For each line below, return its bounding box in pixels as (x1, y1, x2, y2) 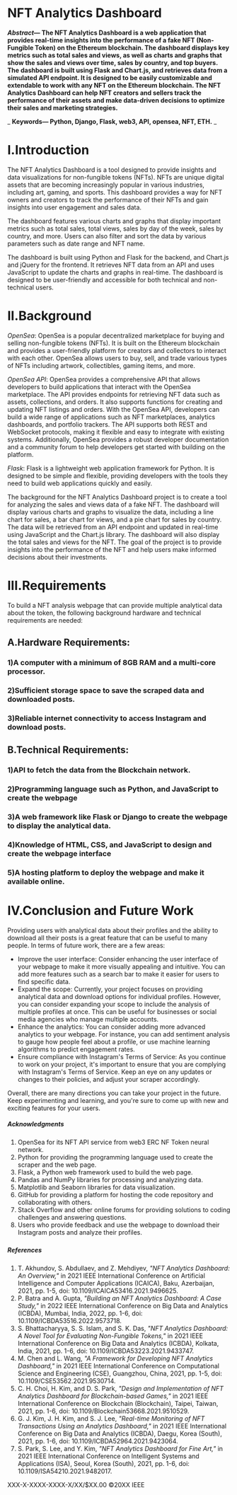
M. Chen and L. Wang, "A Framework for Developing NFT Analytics (17, 1353, 214, 1363)
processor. (7, 666, 46, 676)
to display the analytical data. (7, 821, 111, 831)
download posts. (7, 722, 67, 732)
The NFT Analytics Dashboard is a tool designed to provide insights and (7, 165, 217, 174)
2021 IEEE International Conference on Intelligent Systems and (17, 1452, 200, 1460)
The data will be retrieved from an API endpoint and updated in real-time (7, 522, 219, 531)
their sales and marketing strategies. (7, 103, 118, 112)
